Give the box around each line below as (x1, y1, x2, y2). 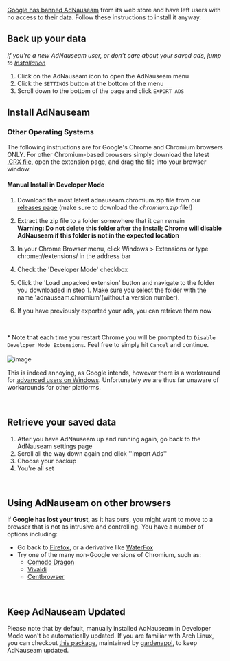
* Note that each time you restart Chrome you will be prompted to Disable (7, 333, 216, 342)
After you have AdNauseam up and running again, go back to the (16, 434, 201, 443)
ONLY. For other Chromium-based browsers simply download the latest (7, 150, 209, 158)
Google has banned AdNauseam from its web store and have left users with (7, 6, 221, 14)
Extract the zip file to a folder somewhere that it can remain (16, 216, 185, 224)
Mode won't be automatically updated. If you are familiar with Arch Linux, (7, 631, 214, 640)
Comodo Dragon (27, 558, 75, 567)
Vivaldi (27, 565, 47, 574)
